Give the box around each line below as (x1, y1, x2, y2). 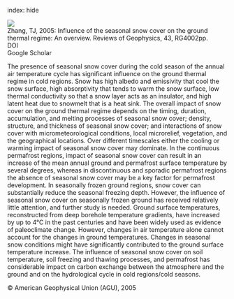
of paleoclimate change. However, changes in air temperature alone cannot (7, 226, 224, 233)
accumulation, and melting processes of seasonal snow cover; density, (7, 115, 212, 122)
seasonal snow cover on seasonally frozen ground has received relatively (7, 196, 219, 204)
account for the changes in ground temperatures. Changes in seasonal (7, 233, 211, 241)
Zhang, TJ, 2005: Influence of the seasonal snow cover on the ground (7, 27, 208, 34)
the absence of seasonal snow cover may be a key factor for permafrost (7, 174, 215, 182)
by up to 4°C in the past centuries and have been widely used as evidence (7, 218, 221, 226)
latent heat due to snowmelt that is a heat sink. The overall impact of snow (7, 99, 221, 108)
